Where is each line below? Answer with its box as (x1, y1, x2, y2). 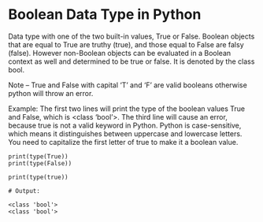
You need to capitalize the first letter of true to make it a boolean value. (8, 137, 239, 146)
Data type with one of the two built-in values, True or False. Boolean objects (8, 31, 255, 41)
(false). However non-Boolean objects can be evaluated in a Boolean (8, 48, 232, 57)
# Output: (8, 187, 41, 194)
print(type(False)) (8, 159, 72, 167)
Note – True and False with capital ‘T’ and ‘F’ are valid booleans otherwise (8, 80, 248, 90)
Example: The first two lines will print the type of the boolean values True (8, 104, 246, 113)
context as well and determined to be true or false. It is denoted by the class (8, 57, 255, 66)
